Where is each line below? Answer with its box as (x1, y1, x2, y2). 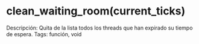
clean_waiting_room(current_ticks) (6, 4, 186, 18)
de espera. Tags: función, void (6, 30, 82, 37)
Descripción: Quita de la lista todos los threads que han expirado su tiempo (6, 24, 193, 31)
